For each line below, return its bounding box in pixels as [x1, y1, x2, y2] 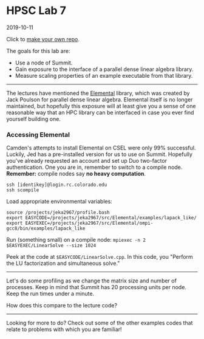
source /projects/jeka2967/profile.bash [6, 210, 110, 216]
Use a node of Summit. [15, 59, 73, 66]
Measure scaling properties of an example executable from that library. [15, 72, 193, 79]
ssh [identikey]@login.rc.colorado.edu [6, 182, 107, 188]
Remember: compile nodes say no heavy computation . [6, 170, 146, 177]
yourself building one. [6, 115, 61, 122]
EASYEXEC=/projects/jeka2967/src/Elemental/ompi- [25, 220, 154, 227]
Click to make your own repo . [6, 35, 80, 43]
